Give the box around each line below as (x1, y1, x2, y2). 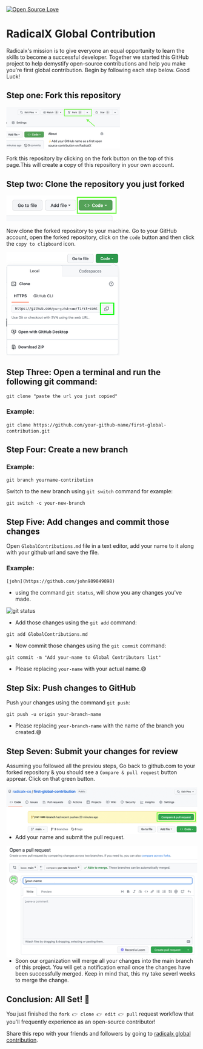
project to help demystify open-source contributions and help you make (6, 59, 186, 67)
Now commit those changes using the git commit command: (15, 642, 167, 649)
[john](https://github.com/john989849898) (6, 578, 115, 585)
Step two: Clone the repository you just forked (6, 179, 185, 189)
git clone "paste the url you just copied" (6, 393, 118, 400)
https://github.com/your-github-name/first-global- (33, 422, 167, 428)
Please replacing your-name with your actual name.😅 (15, 665, 147, 673)
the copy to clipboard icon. (6, 240, 76, 247)
